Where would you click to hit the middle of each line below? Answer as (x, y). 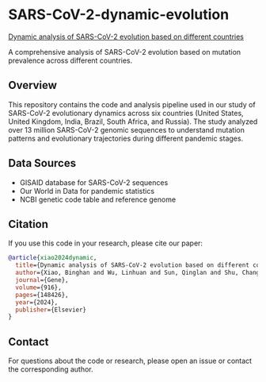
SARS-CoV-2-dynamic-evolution (119, 15)
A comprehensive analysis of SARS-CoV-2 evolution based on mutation (125, 52)
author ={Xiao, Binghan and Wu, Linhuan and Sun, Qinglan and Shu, (127, 273)
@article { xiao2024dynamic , (53, 258)
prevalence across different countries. (70, 60)
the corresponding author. (51, 369)
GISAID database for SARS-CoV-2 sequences (94, 182)
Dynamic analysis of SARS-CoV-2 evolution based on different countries (126, 37)
